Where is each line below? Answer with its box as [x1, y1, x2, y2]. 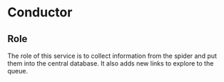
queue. [7, 67, 29, 75]
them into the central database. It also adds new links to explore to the [7, 59, 214, 68]
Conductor [7, 4, 73, 21]
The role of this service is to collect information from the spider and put [7, 51, 218, 60]
